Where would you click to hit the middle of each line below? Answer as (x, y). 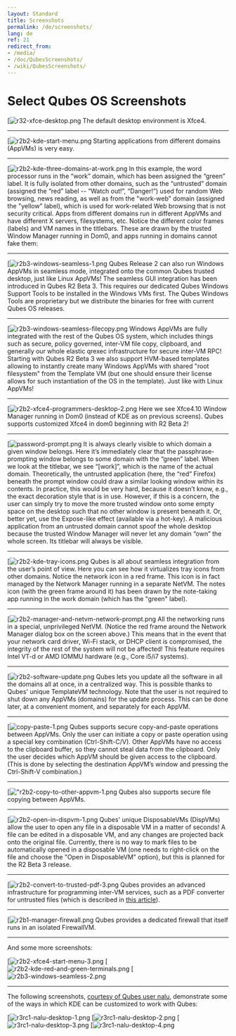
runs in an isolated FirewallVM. (52, 927)
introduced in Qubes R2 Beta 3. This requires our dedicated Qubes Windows (118, 286)
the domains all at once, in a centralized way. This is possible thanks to (110, 684)
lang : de (20, 33)
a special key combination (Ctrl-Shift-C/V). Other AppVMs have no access (114, 741)
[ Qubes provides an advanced (106, 885)
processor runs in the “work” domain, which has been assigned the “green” (117, 176)
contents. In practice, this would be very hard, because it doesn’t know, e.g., (118, 488)
